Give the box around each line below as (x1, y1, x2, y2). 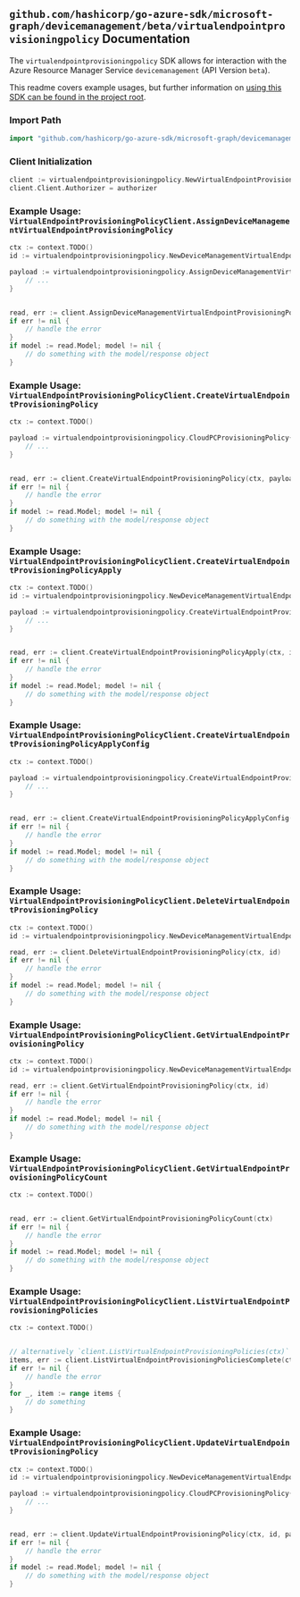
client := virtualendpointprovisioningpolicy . (9, 175, 186, 185)
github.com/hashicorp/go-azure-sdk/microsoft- (9, 8, 274, 21)
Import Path (9, 113, 62, 126)
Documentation (102, 31, 190, 46)
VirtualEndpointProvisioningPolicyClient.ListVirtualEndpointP (9, 1297, 290, 1307)
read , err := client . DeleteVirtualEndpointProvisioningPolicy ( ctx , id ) (9, 947, 281, 956)
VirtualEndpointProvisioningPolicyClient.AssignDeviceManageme (9, 215, 290, 226)
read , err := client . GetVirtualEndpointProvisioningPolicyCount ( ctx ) (9, 1214, 274, 1223)
